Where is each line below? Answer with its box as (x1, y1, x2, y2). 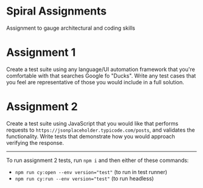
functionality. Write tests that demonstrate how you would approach (6, 132, 175, 140)
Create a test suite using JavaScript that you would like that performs (6, 119, 179, 127)
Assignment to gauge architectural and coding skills (6, 24, 136, 32)
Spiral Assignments (6, 4, 107, 18)
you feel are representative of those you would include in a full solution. (6, 78, 184, 86)
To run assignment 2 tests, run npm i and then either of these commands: (6, 156, 189, 164)
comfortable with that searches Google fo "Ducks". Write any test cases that (6, 72, 196, 79)
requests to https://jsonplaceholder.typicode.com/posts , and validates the (6, 126, 195, 133)
